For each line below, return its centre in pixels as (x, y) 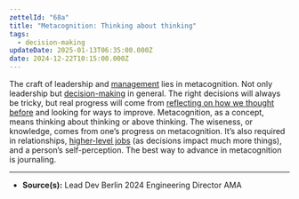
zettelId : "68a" (39, 17)
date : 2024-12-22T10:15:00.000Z (69, 59)
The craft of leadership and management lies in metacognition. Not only (141, 84)
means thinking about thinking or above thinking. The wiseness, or (131, 122)
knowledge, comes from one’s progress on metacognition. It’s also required (147, 131)
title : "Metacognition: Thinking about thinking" (103, 26)
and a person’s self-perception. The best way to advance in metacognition (145, 150)
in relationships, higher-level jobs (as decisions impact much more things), (145, 140)
